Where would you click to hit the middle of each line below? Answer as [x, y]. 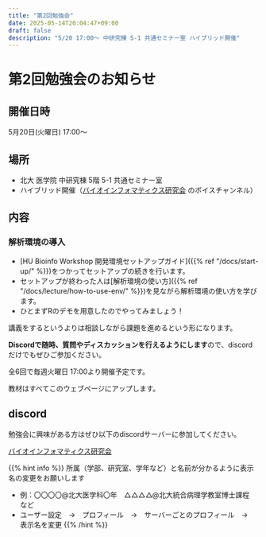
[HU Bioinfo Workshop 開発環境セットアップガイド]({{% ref [117, 261]
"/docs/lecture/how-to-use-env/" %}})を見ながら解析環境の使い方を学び [138, 290]
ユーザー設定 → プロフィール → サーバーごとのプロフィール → [134, 515]
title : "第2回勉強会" [41, 16]
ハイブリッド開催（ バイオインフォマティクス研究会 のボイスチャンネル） [138, 190]
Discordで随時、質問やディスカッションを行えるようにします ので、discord [131, 344]
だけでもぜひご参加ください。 [57, 354]
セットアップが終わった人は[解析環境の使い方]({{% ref [109, 281]
